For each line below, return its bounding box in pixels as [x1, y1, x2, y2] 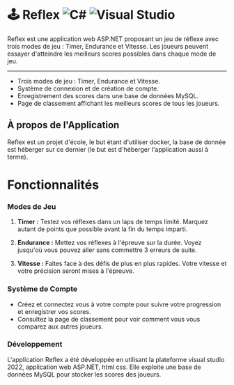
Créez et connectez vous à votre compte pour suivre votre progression [17, 300, 221, 308]
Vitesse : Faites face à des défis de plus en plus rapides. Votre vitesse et [17, 260, 227, 268]
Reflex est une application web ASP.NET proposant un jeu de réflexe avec [7, 34, 219, 43]
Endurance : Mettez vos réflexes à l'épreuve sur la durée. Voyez [17, 239, 202, 247]
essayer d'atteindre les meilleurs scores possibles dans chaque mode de [7, 49, 217, 58]
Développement [7, 340, 63, 349]
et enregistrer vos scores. [17, 307, 92, 315]
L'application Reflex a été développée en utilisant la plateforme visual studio [7, 355, 225, 363]
